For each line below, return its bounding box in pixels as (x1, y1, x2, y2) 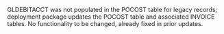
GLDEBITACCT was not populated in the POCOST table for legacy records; (7, 6, 218, 13)
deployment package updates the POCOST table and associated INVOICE (7, 13, 215, 21)
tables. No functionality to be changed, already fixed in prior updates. (7, 20, 203, 27)
